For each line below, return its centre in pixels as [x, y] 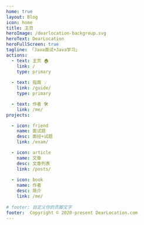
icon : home [19, 22]
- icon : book [27, 180]
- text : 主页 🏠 [30, 61]
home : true [19, 11]
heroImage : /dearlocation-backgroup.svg [56, 33]
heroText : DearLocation [35, 39]
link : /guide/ [34, 88]
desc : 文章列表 [34, 163]
